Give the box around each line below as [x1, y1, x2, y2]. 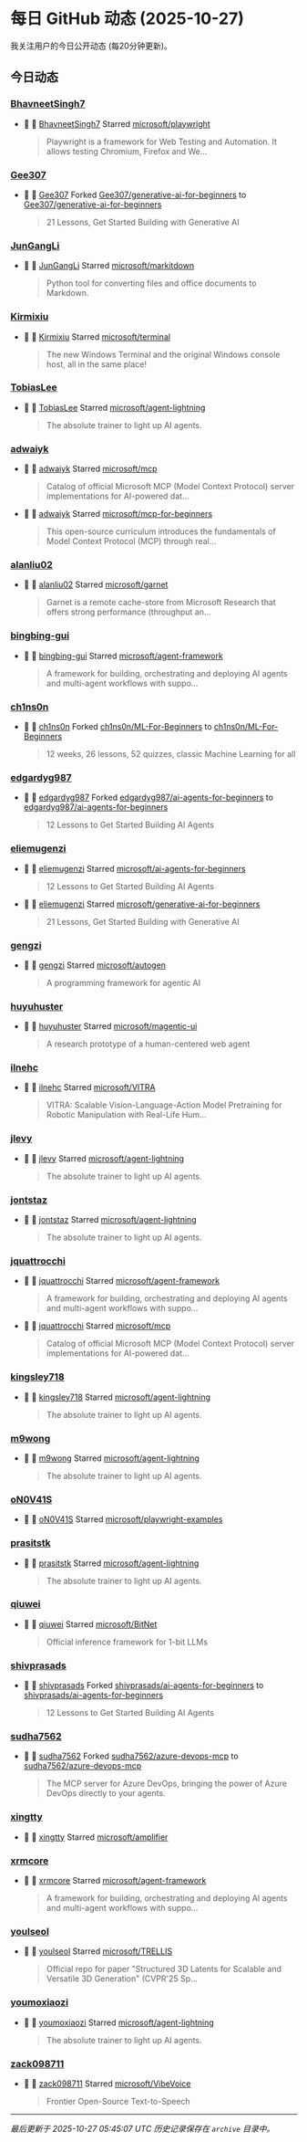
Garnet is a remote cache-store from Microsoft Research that [46, 597, 276, 608]
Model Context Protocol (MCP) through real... [46, 536, 217, 547]
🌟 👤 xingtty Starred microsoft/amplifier [23, 1832, 169, 1843]
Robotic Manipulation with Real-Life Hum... [46, 1109, 208, 1120]
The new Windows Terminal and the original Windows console [46, 349, 281, 360]
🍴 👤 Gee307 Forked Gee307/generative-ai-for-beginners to [23, 189, 247, 200]
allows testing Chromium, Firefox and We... [46, 145, 208, 156]
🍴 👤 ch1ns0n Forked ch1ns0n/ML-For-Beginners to [23, 721, 212, 731]
